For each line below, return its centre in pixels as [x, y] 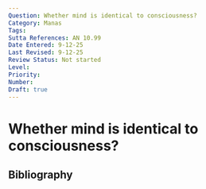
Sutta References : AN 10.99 [55, 38]
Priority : [25, 75]
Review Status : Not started [55, 60]
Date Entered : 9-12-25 [46, 45]
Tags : [17, 30]
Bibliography [41, 174]
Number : [21, 82]
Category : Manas [35, 23]
